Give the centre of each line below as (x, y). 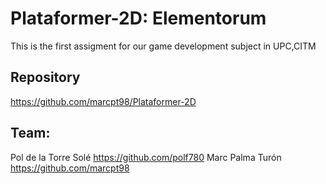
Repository (45, 77)
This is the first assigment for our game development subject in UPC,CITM (163, 46)
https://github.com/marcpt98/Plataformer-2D (103, 101)
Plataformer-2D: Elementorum (138, 18)
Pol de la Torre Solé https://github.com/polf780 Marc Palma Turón (146, 157)
